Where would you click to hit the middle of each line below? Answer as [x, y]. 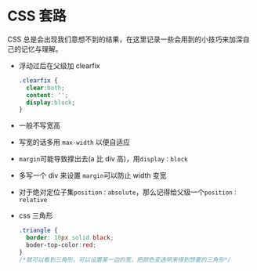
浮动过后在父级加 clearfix [59, 65]
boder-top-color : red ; [62, 245]
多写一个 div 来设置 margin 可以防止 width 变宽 [92, 175]
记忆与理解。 [42, 49]
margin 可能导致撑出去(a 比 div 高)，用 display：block [103, 159]
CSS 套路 [37, 16]
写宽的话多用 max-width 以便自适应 [74, 143]
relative [33, 201]
